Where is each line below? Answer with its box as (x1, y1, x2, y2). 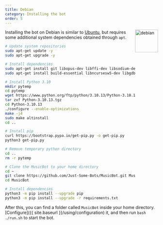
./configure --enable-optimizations (5, 106, 79, 112)
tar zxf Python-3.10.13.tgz (5, 97, 62, 102)
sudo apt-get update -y (5, 48, 53, 53)
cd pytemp (5, 88, 25, 94)
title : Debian (5, 7, 34, 12)
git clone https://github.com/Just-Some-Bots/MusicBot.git (5, 173, 127, 178)
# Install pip (5, 129, 34, 134)
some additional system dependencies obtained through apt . (5, 34, 127, 40)
